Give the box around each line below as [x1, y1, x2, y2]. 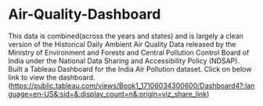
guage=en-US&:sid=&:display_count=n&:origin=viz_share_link [8, 89, 207, 98]
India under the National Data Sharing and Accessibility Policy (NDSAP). [8, 56, 240, 65]
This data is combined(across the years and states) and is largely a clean [8, 31, 244, 41]
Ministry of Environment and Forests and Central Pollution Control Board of [8, 48, 250, 57]
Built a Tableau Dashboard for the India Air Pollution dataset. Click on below [8, 64, 252, 73]
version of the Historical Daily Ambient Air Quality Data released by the [8, 39, 236, 48]
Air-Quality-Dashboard [8, 5, 161, 23]
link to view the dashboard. [8, 72, 95, 82]
